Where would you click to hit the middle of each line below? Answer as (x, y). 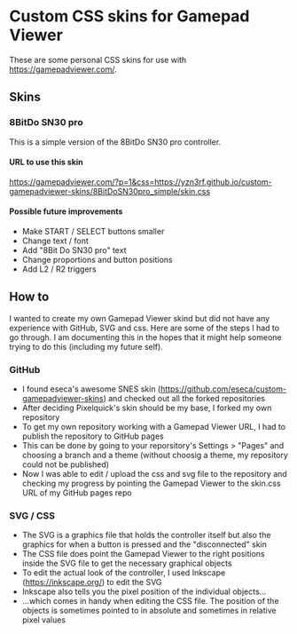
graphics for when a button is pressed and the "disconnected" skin (145, 544)
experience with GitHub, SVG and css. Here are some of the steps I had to (145, 328)
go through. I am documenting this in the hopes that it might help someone (145, 337)
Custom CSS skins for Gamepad (129, 16)
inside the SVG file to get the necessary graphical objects (127, 563)
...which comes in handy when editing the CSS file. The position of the (150, 601)
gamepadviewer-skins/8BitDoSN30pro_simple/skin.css (110, 191)
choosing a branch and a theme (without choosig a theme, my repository (155, 456)
